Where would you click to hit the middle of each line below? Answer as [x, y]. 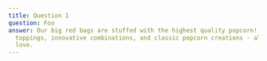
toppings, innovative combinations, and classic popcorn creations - [133, 38]
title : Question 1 [39, 15]
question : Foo [32, 23]
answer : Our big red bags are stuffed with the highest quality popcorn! [133, 30]
